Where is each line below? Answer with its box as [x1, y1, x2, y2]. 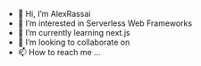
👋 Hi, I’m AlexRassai [17, 9, 91, 19]
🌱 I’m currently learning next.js [17, 28, 131, 37]
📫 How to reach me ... [17, 47, 101, 57]
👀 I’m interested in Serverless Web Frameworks [17, 18, 193, 29]
